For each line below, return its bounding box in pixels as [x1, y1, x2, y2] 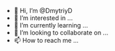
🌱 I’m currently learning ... [13, 21, 89, 29]
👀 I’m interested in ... [13, 14, 73, 22]
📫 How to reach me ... [13, 37, 79, 44]
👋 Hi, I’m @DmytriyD [13, 7, 73, 14]
